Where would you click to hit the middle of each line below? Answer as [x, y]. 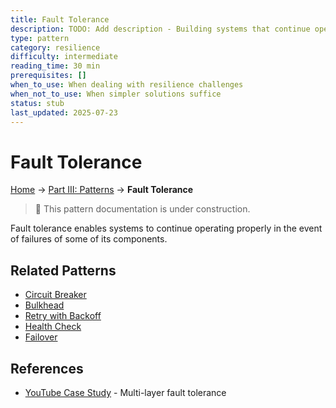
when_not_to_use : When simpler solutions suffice [116, 94]
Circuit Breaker [55, 295]
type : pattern [40, 38]
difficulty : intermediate [64, 57]
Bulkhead [44, 305]
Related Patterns [63, 270]
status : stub [37, 103]
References [47, 368]
